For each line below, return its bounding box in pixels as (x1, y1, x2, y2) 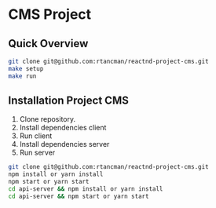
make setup (8, 64, 44, 72)
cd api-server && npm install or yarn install (8, 185, 163, 193)
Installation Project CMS (8, 94, 130, 108)
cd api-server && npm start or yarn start (8, 192, 149, 200)
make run (8, 72, 37, 80)
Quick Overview (8, 37, 89, 50)
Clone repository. (19, 115, 76, 124)
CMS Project (8, 5, 92, 24)
